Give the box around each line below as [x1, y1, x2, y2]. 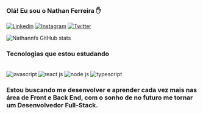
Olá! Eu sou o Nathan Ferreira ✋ [6, 6, 102, 15]
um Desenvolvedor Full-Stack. [6, 101, 99, 110]
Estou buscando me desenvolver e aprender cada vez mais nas [6, 86, 197, 94]
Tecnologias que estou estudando [6, 49, 110, 58]
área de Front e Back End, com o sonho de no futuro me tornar [6, 93, 193, 102]
